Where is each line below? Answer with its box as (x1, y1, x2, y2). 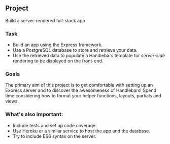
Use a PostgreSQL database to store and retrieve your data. (12, 47, 138, 53)
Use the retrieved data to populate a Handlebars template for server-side (12, 53, 165, 59)
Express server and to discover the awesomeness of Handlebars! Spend (5, 87, 156, 93)
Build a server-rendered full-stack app (5, 17, 85, 23)
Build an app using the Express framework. (12, 42, 103, 48)
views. (5, 98, 19, 104)
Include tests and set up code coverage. (12, 122, 97, 128)
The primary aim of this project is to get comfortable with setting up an (5, 82, 153, 88)
